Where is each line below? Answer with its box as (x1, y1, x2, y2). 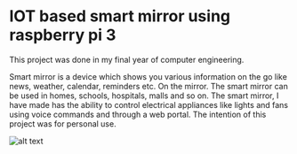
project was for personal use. (9, 118, 117, 129)
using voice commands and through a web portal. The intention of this (9, 109, 267, 119)
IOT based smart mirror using (9, 6, 231, 27)
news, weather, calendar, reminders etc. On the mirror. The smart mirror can (9, 81, 289, 91)
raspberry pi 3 (9, 25, 116, 45)
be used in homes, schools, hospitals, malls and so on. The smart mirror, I (9, 90, 279, 101)
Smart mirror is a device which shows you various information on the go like (9, 71, 287, 81)
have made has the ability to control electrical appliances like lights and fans (9, 99, 289, 110)
